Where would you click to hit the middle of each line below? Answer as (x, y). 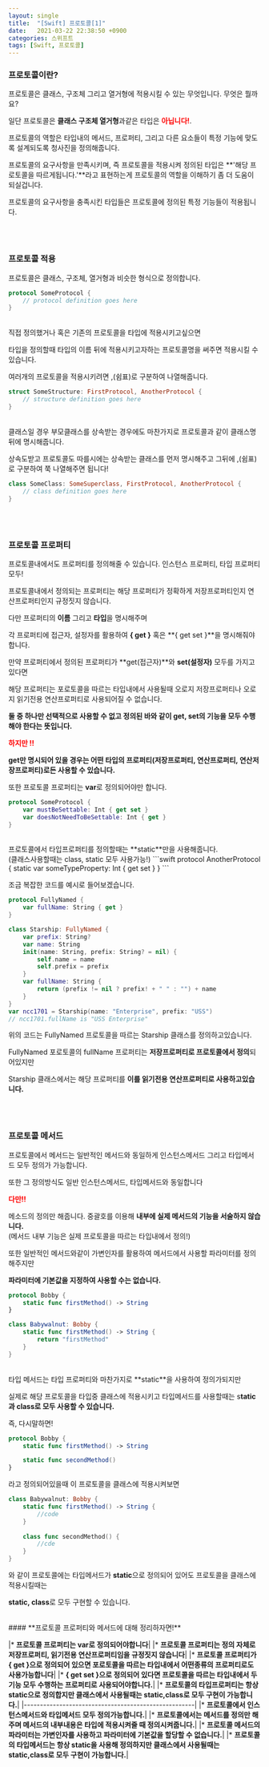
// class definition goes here (75, 491)
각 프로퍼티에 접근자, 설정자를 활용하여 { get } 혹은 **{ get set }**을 (115, 634)
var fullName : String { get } (73, 908)
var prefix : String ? (57, 937)
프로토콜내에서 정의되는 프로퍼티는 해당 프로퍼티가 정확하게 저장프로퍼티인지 (127, 590)
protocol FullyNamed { (46, 900)
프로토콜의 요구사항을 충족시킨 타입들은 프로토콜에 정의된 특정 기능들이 (118, 202)
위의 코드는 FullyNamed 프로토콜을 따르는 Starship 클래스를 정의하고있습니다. (130, 1035)
